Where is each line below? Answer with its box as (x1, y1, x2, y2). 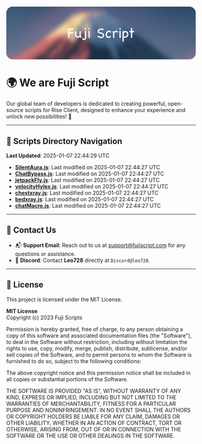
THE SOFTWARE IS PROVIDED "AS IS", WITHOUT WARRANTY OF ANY (6, 387, 182, 395)
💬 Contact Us (6, 225, 57, 236)
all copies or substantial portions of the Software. (6, 375, 128, 383)
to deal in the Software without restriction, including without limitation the (6, 338, 188, 345)
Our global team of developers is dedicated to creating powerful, (6, 100, 167, 107)
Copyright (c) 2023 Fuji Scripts (6, 314, 83, 321)
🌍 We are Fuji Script (6, 76, 109, 90)
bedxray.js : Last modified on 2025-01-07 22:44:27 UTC (14, 196, 155, 203)
